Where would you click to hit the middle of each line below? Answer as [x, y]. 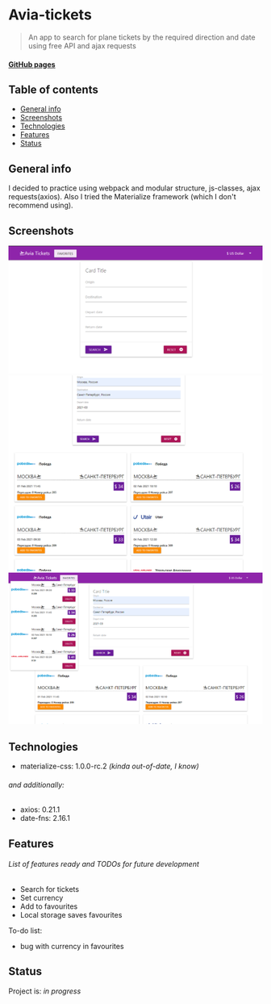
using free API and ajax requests [82, 45]
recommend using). [41, 205]
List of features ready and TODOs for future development [104, 864]
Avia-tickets [50, 15]
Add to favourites [49, 906]
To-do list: [25, 931]
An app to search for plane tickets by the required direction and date [142, 37]
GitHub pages [32, 64]
